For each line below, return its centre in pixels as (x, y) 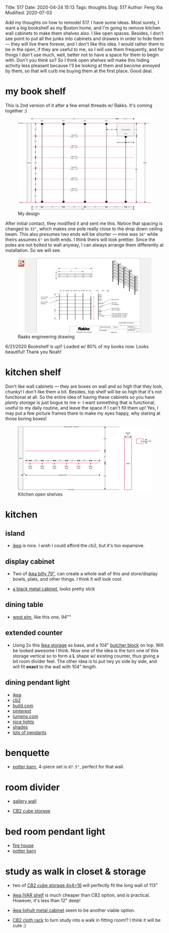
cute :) (19, 925)
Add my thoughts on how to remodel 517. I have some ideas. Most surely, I (82, 23)
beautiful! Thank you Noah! (34, 352)
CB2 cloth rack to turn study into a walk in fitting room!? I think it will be (87, 920)
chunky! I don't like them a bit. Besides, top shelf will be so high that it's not (84, 391)
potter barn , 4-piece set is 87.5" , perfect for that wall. (68, 767)
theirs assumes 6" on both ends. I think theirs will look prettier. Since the (80, 239)
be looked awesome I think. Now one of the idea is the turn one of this (86, 651)
